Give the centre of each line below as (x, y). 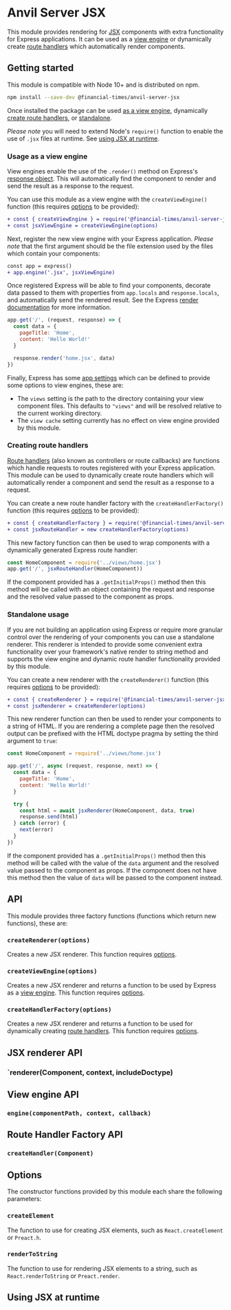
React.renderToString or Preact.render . (64, 1276)
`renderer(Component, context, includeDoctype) (90, 1072)
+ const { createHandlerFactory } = (59, 523)
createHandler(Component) (51, 1154)
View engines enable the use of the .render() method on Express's (102, 171)
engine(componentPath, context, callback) (79, 1113)
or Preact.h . (24, 1237)
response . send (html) (49, 817)
